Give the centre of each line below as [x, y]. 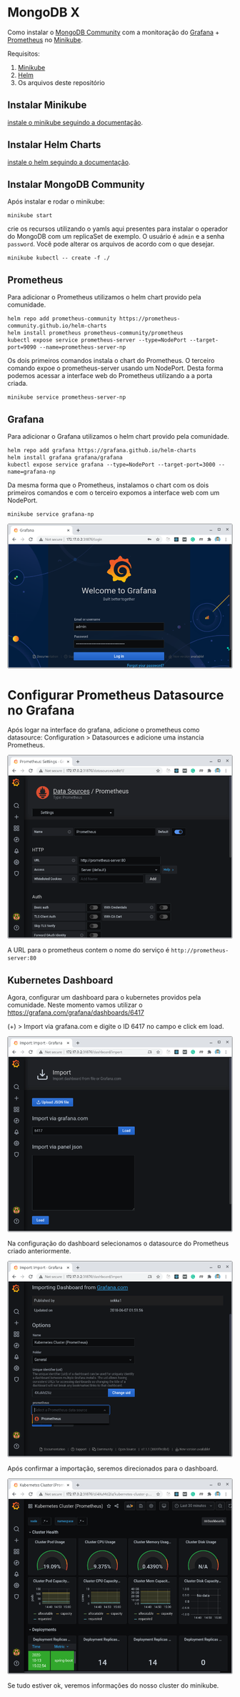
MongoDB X [44, 13]
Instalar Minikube [47, 105]
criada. [18, 384]
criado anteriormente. [39, 1251]
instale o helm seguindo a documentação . [69, 162]
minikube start [30, 216]
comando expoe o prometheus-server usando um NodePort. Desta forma [115, 368]
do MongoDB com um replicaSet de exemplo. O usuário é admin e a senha [116, 237]
